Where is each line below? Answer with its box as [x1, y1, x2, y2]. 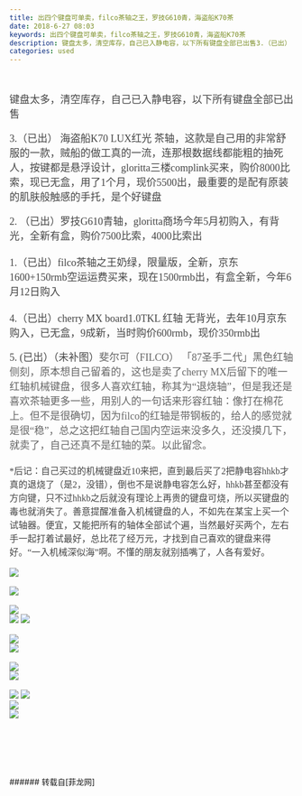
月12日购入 [9, 286, 60, 299]
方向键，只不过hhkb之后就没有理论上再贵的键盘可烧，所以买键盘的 [9, 493, 290, 504]
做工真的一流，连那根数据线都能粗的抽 [89, 147, 273, 160]
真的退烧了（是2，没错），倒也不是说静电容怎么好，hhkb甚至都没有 [9, 479, 290, 490]
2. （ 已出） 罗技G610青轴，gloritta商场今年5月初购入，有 [9, 216, 270, 228]
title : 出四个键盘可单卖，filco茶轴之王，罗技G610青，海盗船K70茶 [9, 13, 234, 23]
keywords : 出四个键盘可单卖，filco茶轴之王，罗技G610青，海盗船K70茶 [9, 30, 246, 39]
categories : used [9, 47, 75, 56]
